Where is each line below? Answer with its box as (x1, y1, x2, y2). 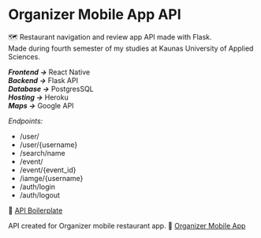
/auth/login (19, 182, 55, 191)
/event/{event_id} (19, 164, 76, 175)
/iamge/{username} (19, 173, 84, 183)
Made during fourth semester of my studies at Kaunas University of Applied (8, 43, 254, 53)
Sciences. (8, 51, 41, 61)
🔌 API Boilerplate (8, 206, 63, 215)
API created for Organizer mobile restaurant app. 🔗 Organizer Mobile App (8, 221, 246, 230)
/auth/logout (19, 190, 61, 199)
